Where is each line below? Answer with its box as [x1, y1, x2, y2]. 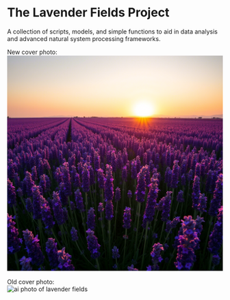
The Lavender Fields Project [7, 5, 170, 21]
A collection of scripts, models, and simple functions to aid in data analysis [7, 27, 218, 36]
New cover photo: [7, 48, 58, 56]
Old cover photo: [7, 277, 55, 286]
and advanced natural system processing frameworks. [7, 34, 161, 42]
